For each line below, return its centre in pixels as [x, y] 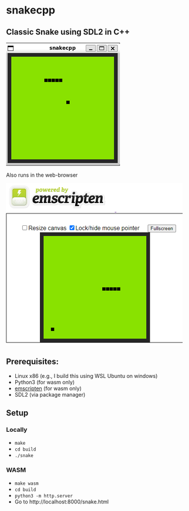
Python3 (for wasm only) [45, 382]
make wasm [27, 483]
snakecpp [31, 10]
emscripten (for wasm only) [48, 388]
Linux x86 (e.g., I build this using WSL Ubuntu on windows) [86, 375]
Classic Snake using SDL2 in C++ [68, 32]
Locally [17, 430]
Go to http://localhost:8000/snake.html [62, 502]
